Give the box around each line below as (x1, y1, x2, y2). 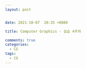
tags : (5, 51, 16, 56)
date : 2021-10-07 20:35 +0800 (5, 20, 68, 25)
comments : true (5, 37, 36, 43)
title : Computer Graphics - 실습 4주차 (5, 29, 81, 34)
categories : (5, 42, 29, 47)
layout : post (5, 7, 31, 12)
